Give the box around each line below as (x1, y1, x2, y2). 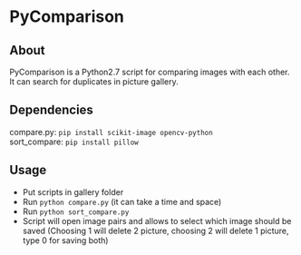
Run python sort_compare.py (22, 206, 130, 217)
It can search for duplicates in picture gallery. (9, 76, 179, 87)
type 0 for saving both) (22, 234, 109, 246)
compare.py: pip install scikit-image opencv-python (9, 126, 213, 137)
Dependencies (9, 103, 93, 118)
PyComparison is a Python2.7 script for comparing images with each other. (9, 66, 290, 77)
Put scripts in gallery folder (22, 186, 124, 197)
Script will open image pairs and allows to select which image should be (22, 215, 292, 226)
